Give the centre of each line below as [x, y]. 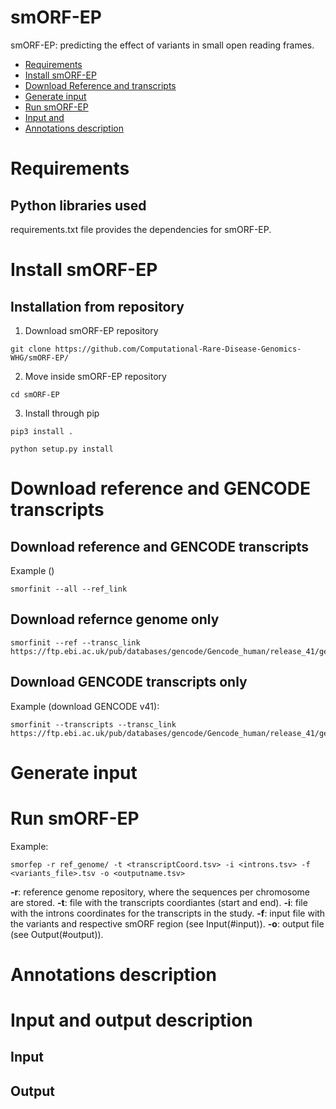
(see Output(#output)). [57, 934]
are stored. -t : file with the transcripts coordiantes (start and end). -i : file [159, 902]
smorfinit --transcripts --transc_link [93, 724]
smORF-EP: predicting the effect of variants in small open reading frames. [162, 45]
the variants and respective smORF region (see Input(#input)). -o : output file [167, 923]
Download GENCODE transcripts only [129, 682]
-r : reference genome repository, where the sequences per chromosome [160, 892]
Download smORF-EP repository [91, 330]
